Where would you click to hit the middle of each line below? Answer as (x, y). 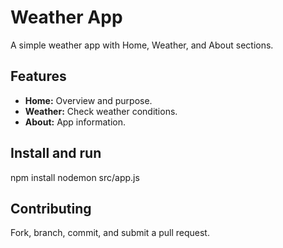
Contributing (51, 208)
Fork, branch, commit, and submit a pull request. (110, 233)
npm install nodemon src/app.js (75, 177)
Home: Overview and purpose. (88, 100)
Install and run (56, 153)
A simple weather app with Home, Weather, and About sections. (142, 45)
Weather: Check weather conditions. (101, 111)
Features (38, 76)
